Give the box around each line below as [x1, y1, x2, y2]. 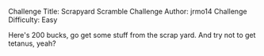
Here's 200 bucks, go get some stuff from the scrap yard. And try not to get [8, 31, 256, 39]
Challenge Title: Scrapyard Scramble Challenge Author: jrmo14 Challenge [8, 7, 247, 16]
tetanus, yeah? [8, 39, 57, 48]
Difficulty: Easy [8, 15, 58, 24]
